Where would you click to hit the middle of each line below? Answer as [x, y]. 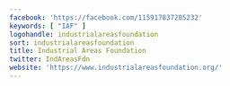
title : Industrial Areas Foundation [78, 51]
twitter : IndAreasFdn [50, 59]
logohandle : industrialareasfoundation [84, 34]
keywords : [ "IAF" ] [48, 26]
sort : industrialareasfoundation [72, 43]
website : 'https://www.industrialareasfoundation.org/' [116, 68]
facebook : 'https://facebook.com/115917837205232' [106, 17]
